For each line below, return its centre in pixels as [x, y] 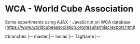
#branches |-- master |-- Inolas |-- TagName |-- [53, 36]
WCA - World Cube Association [69, 9]
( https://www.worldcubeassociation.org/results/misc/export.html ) [70, 27]
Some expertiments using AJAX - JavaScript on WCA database [68, 22]
